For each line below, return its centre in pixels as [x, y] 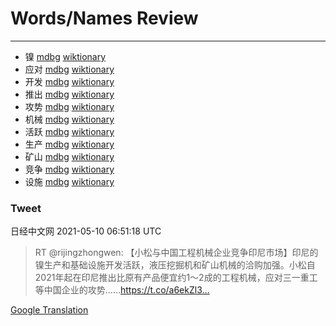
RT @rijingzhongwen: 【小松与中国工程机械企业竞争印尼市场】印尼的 [176, 253]
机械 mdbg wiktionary [69, 119]
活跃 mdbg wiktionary [69, 131]
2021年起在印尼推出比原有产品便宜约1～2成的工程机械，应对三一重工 [176, 278]
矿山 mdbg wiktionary [69, 156]
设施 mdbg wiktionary [69, 181]
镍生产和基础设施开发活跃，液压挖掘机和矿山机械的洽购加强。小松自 [175, 265]
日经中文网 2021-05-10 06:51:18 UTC [86, 231]
